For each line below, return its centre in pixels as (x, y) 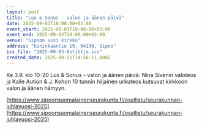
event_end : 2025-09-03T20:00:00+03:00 (56, 35)
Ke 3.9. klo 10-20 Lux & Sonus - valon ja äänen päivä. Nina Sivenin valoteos (101, 75)
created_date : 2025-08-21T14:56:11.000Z (59, 57)
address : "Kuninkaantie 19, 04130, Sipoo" (61, 46)
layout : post (23, 12)
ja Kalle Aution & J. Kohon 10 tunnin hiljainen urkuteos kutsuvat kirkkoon (97, 81)
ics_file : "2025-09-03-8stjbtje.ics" (54, 52)
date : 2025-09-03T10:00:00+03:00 (49, 23)
